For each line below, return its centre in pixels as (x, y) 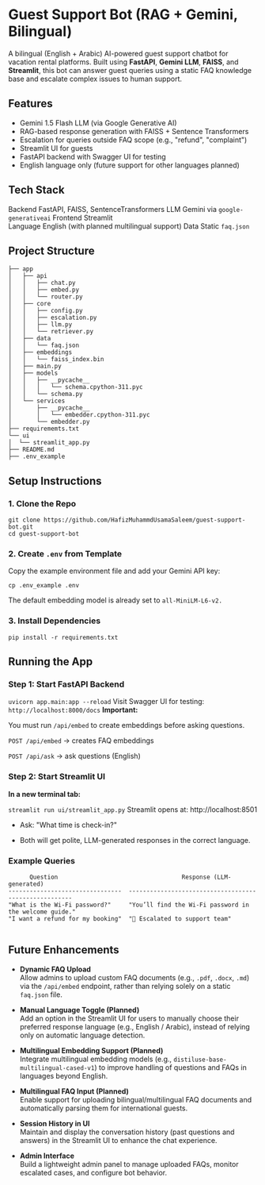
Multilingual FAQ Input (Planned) (74, 1091)
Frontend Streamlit (83, 217)
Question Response (120, 877)
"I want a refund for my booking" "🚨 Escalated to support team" (120, 918)
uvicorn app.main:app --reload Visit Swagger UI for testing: (106, 702)
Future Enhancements (64, 950)
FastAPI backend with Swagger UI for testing (93, 156)
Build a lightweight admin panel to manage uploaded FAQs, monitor (129, 1164)
